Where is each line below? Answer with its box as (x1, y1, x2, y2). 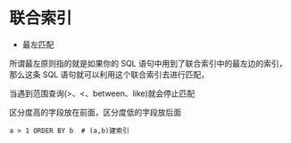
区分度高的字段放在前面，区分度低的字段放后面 (9, 107, 181, 117)
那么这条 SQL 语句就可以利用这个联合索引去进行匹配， (9, 68, 210, 80)
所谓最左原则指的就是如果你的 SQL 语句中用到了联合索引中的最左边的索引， (9, 58, 287, 68)
